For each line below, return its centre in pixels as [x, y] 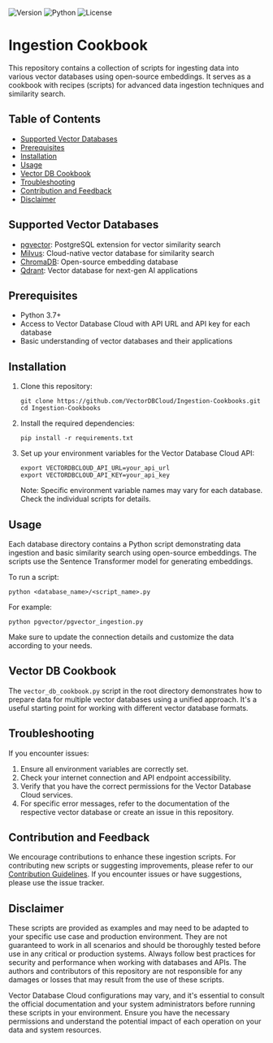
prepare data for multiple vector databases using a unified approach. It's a [133, 699]
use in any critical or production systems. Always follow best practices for [132, 954]
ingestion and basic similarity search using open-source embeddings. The [133, 553]
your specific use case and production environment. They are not [118, 937]
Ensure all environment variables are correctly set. [104, 768]
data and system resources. [55, 1030]
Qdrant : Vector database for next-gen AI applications [109, 270]
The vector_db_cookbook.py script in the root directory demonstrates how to [135, 690]
